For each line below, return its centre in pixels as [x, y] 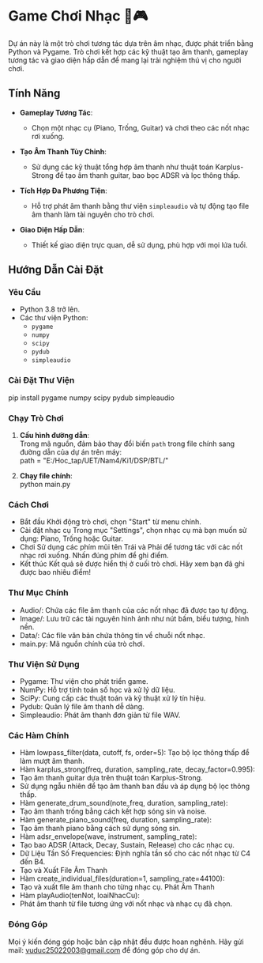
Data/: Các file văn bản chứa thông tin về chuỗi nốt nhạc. [112, 635]
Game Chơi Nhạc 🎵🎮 [78, 16]
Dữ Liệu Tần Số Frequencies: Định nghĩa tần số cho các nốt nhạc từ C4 [135, 853]
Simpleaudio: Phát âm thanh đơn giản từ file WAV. [100, 715]
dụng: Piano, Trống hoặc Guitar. [71, 538]
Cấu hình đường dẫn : [54, 436]
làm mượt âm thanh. [52, 761]
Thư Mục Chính [38, 593]
